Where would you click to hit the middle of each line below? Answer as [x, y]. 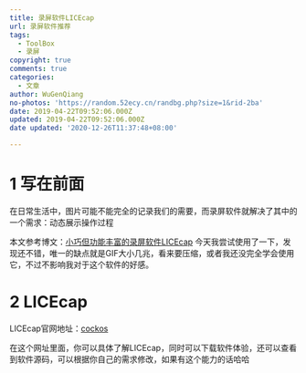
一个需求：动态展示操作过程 [62, 222]
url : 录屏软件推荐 [40, 26]
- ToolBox [36, 43]
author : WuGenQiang [47, 94]
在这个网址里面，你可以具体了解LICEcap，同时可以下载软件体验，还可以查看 [153, 347]
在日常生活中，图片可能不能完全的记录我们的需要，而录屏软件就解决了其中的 [153, 211]
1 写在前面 [47, 184]
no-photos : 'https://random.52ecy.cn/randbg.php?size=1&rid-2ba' [136, 103]
